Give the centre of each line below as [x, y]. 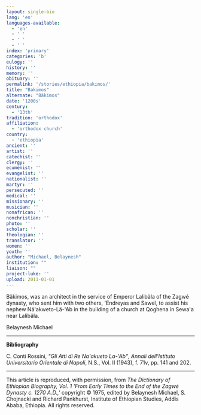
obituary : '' [22, 79]
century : [17, 106]
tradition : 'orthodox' [34, 118]
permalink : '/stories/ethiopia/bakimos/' [59, 85]
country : [17, 135]
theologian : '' [25, 234]
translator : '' [25, 240]
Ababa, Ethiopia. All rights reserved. [51, 405]
